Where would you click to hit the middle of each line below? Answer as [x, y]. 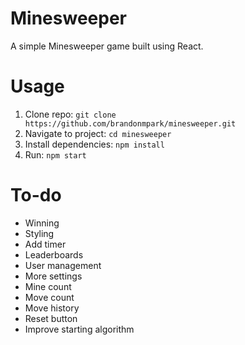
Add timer [45, 244]
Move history [52, 308]
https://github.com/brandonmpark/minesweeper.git [130, 123]
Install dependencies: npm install [94, 144]
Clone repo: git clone [70, 114]
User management [63, 265]
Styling [39, 233]
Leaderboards [54, 254]
